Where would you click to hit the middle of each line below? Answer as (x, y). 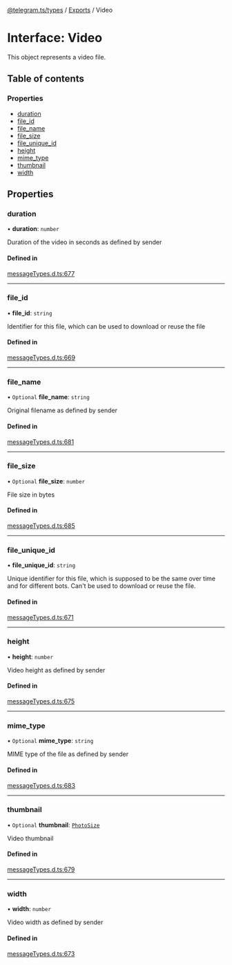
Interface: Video (55, 38)
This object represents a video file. (56, 57)
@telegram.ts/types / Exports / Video (60, 10)
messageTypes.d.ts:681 (41, 441)
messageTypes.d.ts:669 (41, 358)
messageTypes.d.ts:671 (40, 617)
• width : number (29, 909)
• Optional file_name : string (48, 397)
